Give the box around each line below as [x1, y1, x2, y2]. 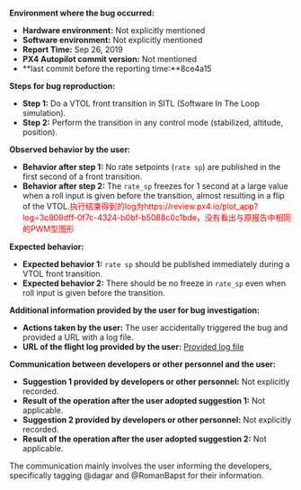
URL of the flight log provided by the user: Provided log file [22, 342, 244, 352]
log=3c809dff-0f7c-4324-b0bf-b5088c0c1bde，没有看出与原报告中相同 [22, 212, 292, 223]
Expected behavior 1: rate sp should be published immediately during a [22, 259, 290, 269]
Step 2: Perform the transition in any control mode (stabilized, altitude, [22, 117, 284, 128]
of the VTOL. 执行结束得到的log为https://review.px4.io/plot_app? [22, 201, 259, 211]
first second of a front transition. [22, 171, 143, 182]
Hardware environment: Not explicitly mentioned [22, 25, 206, 35]
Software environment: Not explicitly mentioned [22, 35, 203, 45]
